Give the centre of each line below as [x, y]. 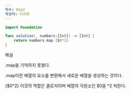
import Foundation [24, 27]
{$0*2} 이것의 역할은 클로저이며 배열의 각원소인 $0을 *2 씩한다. [66, 86]
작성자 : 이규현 [17, 14]
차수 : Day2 [15, 9]
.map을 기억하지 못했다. [28, 65]
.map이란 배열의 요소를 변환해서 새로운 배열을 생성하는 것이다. [64, 75]
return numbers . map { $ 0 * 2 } [41, 41]
